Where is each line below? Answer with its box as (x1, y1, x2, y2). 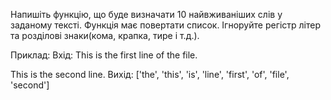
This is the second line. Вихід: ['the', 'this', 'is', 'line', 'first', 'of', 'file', (10, 69, 290, 80)
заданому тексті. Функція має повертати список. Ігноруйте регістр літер (10, 19, 321, 31)
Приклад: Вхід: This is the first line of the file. (10, 49, 198, 61)
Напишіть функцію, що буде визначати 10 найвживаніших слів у (10, 9, 283, 20)
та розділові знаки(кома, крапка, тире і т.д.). (10, 30, 200, 41)
